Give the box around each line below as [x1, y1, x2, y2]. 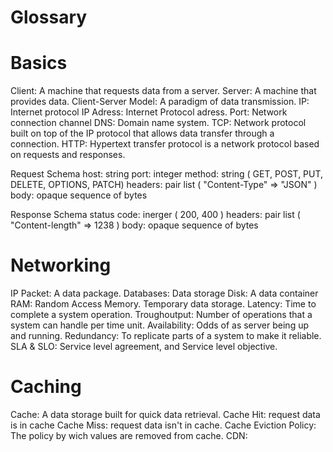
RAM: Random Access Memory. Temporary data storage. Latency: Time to [10, 298, 317, 310]
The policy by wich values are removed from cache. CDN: [10, 430, 248, 441]
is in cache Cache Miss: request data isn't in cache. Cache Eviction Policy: [10, 419, 317, 431]
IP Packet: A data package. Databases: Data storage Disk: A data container [10, 287, 319, 300]
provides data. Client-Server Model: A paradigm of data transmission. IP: [10, 96, 310, 108]
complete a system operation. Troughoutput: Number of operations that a [10, 309, 313, 321]
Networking [10, 254, 112, 277]
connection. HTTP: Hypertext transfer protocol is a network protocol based [10, 138, 320, 150]
